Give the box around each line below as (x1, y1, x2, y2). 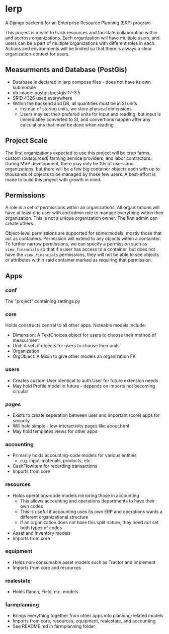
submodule (12, 84, 36, 90)
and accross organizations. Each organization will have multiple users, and (5, 35, 160, 41)
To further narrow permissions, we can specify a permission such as (5, 241, 147, 247)
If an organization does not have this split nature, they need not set (20, 519, 159, 525)
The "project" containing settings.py (5, 298, 80, 304)
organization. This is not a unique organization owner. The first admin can (5, 215, 158, 221)
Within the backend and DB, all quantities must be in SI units (12, 100, 137, 106)
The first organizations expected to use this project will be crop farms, (5, 150, 151, 156)
